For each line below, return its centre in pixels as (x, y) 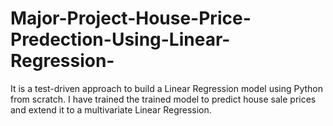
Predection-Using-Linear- (120, 39)
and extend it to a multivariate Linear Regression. (111, 109)
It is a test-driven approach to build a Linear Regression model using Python (167, 88)
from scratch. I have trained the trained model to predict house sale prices (163, 99)
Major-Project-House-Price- (131, 18)
